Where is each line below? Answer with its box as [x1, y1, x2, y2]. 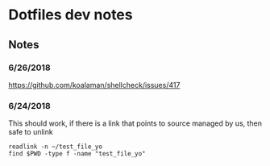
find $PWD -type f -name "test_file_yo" [8, 150, 147, 158]
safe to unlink [8, 127, 54, 137]
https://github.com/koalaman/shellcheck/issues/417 [8, 80, 181, 89]
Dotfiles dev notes [8, 6, 133, 24]
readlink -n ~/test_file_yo [8, 143, 103, 151]
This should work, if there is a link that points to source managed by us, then [8, 118, 263, 128]
